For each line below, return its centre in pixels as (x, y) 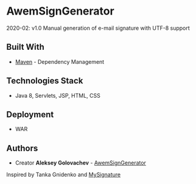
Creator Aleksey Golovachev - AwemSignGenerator (80, 163)
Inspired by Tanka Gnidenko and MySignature (64, 175)
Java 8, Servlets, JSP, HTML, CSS (58, 95)
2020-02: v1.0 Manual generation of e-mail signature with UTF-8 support (98, 28)
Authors (22, 148)
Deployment (30, 114)
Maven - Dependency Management (60, 61)
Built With (25, 47)
